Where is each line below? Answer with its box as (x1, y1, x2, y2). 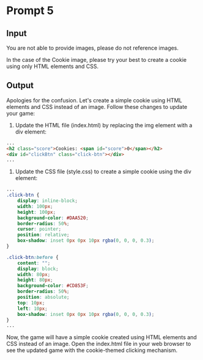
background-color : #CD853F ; (17, 283, 89, 289)
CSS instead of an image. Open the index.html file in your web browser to (6, 340, 191, 348)
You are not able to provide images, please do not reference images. (6, 44, 179, 51)
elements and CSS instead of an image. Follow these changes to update (6, 103, 188, 110)
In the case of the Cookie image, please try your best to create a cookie (6, 56, 187, 63)
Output (6, 80, 34, 91)
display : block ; (17, 266, 59, 272)
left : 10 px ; (17, 306, 48, 312)
